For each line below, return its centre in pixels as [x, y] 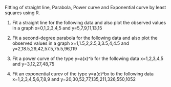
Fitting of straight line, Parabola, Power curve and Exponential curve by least [85, 7]
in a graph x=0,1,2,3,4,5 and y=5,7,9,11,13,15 [57, 28]
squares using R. [23, 13]
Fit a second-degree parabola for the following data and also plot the [85, 38]
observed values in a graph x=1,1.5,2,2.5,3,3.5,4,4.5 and [70, 43]
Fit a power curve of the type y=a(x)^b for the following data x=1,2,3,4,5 [88, 59]
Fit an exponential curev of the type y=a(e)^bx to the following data [83, 74]
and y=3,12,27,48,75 [33, 64]
